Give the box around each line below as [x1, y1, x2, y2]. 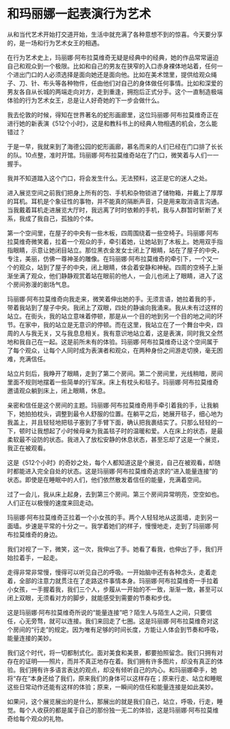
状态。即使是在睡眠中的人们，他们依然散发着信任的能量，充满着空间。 [7, 475, 205, 484]
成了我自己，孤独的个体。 [25, 214, 97, 223]
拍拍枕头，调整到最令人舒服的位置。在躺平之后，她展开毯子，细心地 [25, 409, 217, 418]
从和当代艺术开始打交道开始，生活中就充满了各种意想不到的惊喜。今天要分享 [7, 30, 223, 38]
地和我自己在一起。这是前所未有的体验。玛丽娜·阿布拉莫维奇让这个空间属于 [7, 337, 219, 346]
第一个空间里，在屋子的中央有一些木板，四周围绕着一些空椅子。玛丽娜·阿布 [7, 229, 219, 237]
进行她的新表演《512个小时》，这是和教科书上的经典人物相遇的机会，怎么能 [7, 119, 218, 127]
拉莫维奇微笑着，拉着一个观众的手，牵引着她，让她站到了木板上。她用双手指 [7, 237, 223, 245]
